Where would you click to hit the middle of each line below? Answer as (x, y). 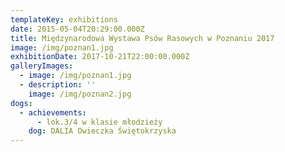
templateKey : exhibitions (64, 19)
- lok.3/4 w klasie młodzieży (99, 122)
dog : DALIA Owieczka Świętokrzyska (102, 131)
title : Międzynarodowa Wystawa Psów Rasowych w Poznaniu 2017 (142, 38)
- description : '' (58, 85)
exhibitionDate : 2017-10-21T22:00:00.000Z (100, 57)
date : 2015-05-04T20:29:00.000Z (77, 29)
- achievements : (53, 112)
